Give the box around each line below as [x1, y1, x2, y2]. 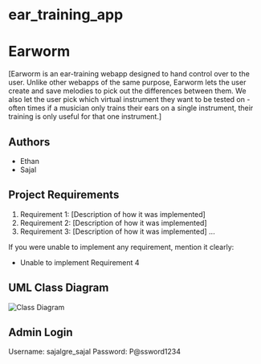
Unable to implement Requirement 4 [19, 257, 140, 267]
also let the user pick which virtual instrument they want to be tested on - [8, 95, 251, 104]
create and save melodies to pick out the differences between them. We [8, 86, 247, 96]
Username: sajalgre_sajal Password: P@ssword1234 [8, 347, 181, 357]
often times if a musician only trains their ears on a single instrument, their [8, 103, 254, 113]
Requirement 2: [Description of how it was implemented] [19, 218, 207, 227]
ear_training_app [8, 6, 124, 24]
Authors [8, 135, 51, 149]
